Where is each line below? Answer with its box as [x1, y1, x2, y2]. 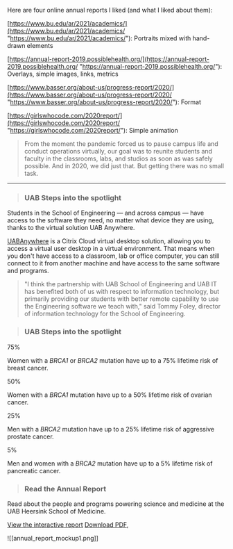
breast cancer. [7, 363, 49, 372]
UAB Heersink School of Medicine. [7, 507, 106, 515]
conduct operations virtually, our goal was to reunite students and [24, 147, 213, 155]
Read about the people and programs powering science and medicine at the [7, 500, 225, 508]
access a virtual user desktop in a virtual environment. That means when [7, 245, 215, 253]
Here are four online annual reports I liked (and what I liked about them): [7, 6, 213, 14]
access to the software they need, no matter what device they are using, [7, 216, 214, 224]
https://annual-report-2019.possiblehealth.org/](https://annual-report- [9, 55, 210, 63]
